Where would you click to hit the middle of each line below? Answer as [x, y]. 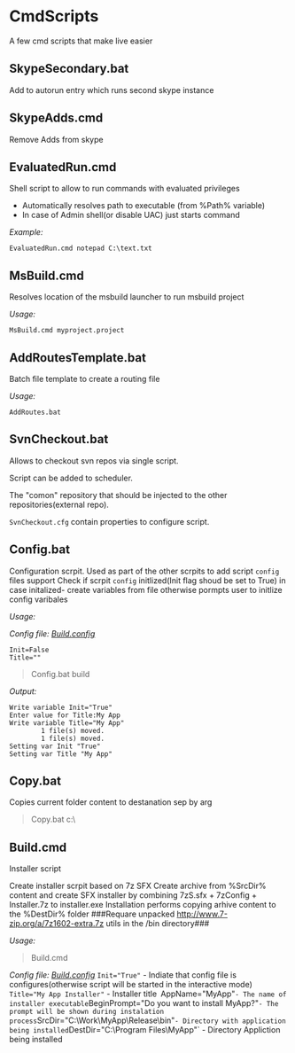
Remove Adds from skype [56, 139]
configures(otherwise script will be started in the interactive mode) [131, 985]
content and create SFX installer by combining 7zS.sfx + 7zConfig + [133, 895]
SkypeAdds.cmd [56, 118]
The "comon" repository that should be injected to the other [118, 495]
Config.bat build [60, 674]
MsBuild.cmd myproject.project [67, 331]
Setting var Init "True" [55, 746]
